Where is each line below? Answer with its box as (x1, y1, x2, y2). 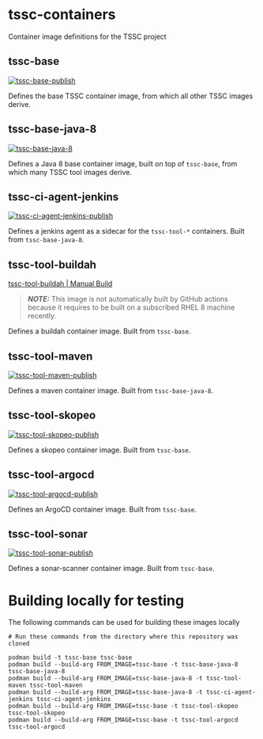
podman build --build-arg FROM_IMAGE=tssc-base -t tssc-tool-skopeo (8, 703, 239, 710)
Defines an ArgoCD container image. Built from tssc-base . (8, 505, 197, 514)
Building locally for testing (8, 592, 184, 609)
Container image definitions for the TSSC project (8, 32, 167, 41)
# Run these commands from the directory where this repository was (8, 633, 239, 641)
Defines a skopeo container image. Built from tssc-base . (8, 445, 191, 455)
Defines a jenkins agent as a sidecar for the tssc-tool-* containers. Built (8, 227, 245, 236)
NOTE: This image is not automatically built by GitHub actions (27, 295, 229, 304)
